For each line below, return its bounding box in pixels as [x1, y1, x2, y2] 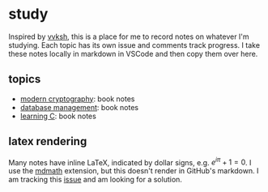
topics [8, 72, 41, 86]
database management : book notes [19, 102, 139, 112]
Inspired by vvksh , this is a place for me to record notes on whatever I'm [8, 32, 249, 41]
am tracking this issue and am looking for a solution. [8, 175, 182, 185]
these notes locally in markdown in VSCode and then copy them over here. [8, 49, 258, 58]
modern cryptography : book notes [19, 94, 135, 104]
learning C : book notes [19, 111, 97, 121]
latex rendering [8, 134, 87, 148]
